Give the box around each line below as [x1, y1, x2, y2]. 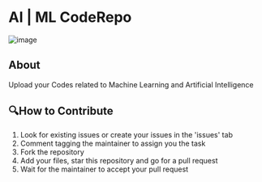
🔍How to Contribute [8, 104, 114, 118]
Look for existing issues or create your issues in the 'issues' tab [19, 129, 234, 139]
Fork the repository [19, 146, 85, 157]
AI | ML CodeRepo [8, 8, 132, 27]
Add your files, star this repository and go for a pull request [19, 155, 218, 165]
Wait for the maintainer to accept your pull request [19, 164, 189, 174]
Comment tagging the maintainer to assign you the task [19, 138, 206, 148]
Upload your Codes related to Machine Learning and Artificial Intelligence [8, 79, 254, 89]
